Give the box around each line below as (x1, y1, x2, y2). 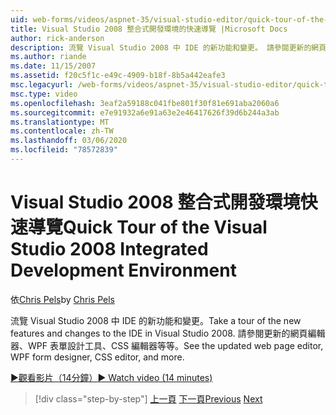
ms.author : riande (10, 52, 87, 62)
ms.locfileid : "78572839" (10, 145, 118, 155)
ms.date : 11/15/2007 (10, 61, 97, 71)
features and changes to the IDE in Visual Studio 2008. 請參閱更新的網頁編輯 (10, 327, 326, 339)
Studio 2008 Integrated (10, 238, 209, 261)
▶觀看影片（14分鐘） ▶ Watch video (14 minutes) (10, 371, 213, 383)
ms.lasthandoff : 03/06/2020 (10, 136, 128, 146)
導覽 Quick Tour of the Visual (28, 216, 268, 239)
